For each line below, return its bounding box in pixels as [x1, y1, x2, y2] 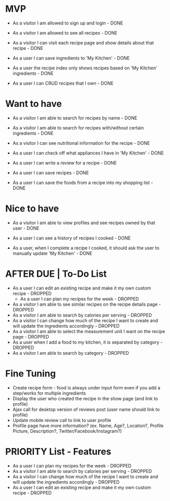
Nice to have [5, 203, 59, 215]
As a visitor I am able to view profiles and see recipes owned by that [12, 220, 156, 226]
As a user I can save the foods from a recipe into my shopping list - [12, 179, 153, 186]
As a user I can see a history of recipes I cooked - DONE [12, 235, 131, 241]
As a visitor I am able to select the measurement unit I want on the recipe [12, 328, 165, 334]
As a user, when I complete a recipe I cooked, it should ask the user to [12, 245, 160, 251]
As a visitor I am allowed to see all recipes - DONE [12, 30, 118, 36]
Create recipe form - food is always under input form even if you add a [12, 384, 161, 390]
